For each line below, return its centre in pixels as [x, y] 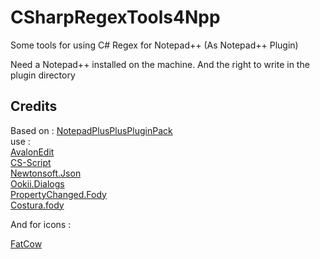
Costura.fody [37, 205]
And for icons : [41, 224]
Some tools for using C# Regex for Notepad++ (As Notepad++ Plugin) [154, 45]
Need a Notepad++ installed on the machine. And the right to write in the [160, 64]
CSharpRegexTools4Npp [115, 17]
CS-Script [31, 162]
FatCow [26, 243]
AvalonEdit [32, 152]
